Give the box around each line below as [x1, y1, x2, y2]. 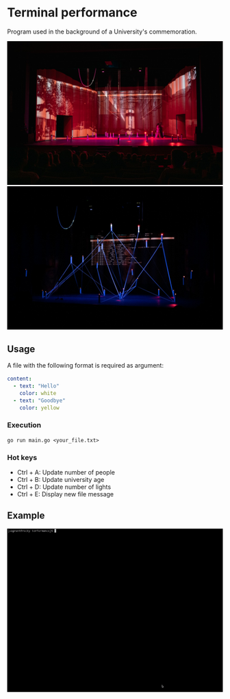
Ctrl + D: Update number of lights [16, 483, 112, 491]
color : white [19, 390, 57, 396]
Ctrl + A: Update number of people [16, 468, 115, 476]
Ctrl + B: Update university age [16, 476, 105, 484]
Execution [7, 420, 42, 430]
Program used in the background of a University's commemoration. [7, 27, 197, 36]
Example [7, 510, 45, 522]
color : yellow [19, 404, 60, 411]
